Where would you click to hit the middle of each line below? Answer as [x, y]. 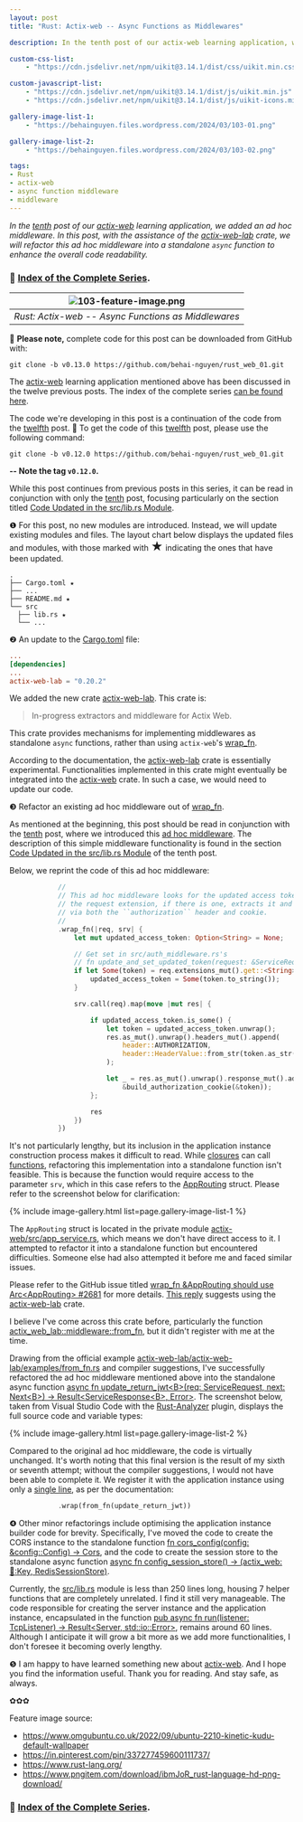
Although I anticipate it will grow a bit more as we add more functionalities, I [150, 1637]
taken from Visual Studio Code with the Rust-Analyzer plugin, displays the [147, 1406]
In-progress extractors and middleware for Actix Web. [132, 716]
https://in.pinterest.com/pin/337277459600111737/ [116, 1755]
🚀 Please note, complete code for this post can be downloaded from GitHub [151, 338]
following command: [47, 437]
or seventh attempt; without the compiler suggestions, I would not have [142, 1470]
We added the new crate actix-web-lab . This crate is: [108, 698]
